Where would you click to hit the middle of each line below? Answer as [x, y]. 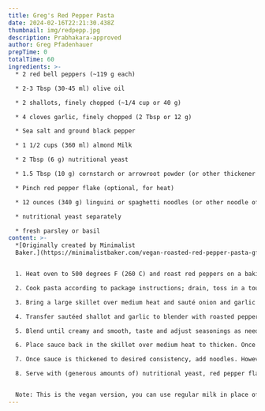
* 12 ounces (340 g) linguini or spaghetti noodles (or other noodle [132, 202]
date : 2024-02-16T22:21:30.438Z [61, 23]
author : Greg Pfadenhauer [50, 45]
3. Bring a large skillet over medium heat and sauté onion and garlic [136, 302]
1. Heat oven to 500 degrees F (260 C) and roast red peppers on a [129, 274]
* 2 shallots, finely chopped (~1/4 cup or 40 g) [98, 103]
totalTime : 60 [32, 60]
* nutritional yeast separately [69, 217]
